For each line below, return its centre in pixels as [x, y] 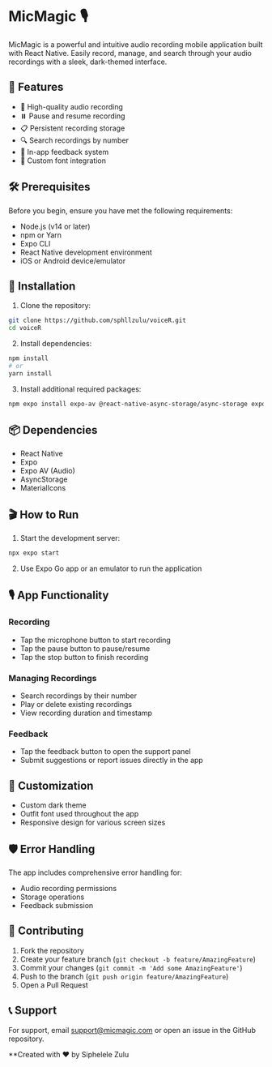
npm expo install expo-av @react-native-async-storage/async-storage [128, 404]
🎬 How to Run [44, 514]
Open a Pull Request [54, 985]
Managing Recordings [53, 678]
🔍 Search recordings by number [74, 140]
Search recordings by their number [79, 696]
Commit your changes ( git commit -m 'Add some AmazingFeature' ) [131, 967]
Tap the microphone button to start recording [96, 640]
